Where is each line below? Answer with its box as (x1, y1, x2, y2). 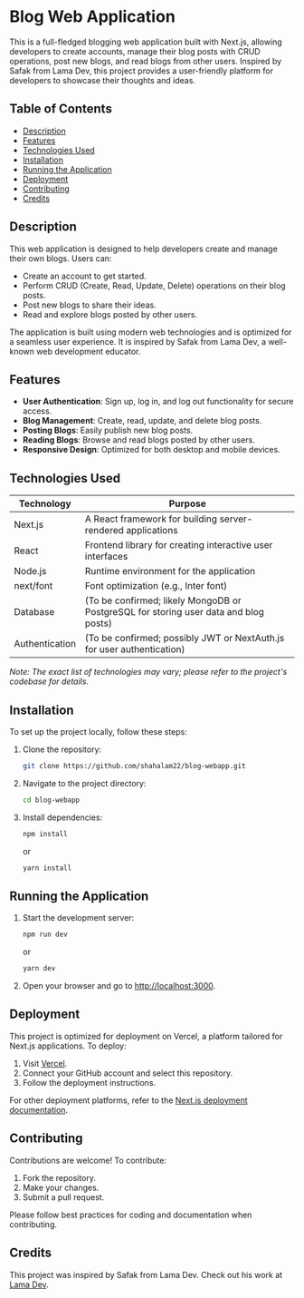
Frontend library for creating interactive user (84, 539, 273, 551)
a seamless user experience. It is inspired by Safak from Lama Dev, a (9, 336, 267, 346)
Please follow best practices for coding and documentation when (9, 1209, 252, 1220)
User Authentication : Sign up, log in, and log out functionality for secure (22, 396, 294, 407)
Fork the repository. (22, 1172, 97, 1183)
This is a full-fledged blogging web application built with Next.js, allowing (9, 36, 282, 47)
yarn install (22, 864, 72, 873)
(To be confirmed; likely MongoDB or (84, 594, 242, 607)
